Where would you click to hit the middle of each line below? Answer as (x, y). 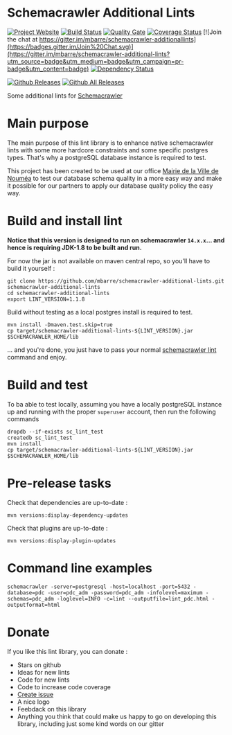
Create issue (35, 694)
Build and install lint (65, 221)
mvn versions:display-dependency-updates (68, 515)
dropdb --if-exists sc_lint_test (55, 432)
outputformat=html (34, 605)
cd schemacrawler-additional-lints (59, 293)
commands (23, 419)
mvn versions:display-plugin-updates (62, 541)
